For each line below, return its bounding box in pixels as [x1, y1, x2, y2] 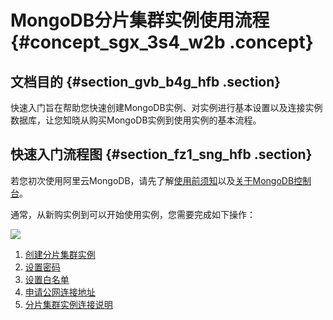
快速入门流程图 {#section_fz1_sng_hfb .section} [10, 146, 313, 163]
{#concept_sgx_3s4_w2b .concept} [10, 31, 314, 54]
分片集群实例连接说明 [24, 298, 113, 310]
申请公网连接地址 [24, 286, 96, 298]
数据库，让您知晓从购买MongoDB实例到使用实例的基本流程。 [10, 114, 262, 126]
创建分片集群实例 [24, 248, 96, 260]
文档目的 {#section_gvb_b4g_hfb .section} [10, 73, 282, 90]
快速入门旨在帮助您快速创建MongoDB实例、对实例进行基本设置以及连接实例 [10, 102, 323, 113]
